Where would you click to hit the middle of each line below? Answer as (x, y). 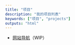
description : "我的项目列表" (33, 14)
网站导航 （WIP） (30, 38)
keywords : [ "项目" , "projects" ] (38, 19)
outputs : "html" (22, 23)
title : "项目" (19, 10)
